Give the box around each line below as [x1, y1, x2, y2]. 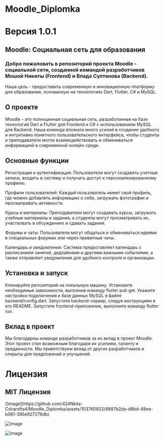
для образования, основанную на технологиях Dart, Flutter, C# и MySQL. [5, 89, 157, 95]
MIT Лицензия [5, 387, 51, 396]
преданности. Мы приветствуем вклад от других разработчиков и [5, 346, 144, 352]
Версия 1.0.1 [5, 26, 57, 37]
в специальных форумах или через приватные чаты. [5, 235, 115, 240]
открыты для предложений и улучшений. [5, 351, 92, 357]
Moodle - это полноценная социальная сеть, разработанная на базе [5, 116, 148, 122]
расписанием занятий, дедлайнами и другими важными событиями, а [5, 249, 153, 255]
